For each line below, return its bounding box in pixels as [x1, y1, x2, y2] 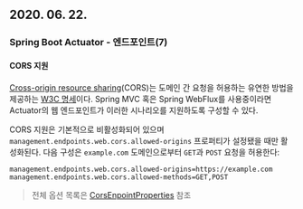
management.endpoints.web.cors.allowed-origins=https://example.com [9, 165, 273, 174]
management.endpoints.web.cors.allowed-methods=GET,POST [9, 172, 229, 182]
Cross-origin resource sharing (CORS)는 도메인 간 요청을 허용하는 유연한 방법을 [9, 81, 294, 93]
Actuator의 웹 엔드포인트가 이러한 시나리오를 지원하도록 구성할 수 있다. [9, 104, 259, 116]
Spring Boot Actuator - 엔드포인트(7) [9, 36, 168, 49]
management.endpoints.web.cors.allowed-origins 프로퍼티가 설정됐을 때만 [9, 135, 279, 146]
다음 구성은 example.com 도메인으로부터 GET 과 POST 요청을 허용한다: [43, 147, 280, 157]
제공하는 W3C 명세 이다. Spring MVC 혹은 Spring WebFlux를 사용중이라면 [9, 93, 272, 104]
